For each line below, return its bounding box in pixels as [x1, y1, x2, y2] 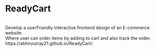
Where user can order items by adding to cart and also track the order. [5, 35, 151, 41]
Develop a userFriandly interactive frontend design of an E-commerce [5, 24, 150, 30]
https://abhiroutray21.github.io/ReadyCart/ [5, 40, 93, 46]
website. [5, 30, 23, 36]
